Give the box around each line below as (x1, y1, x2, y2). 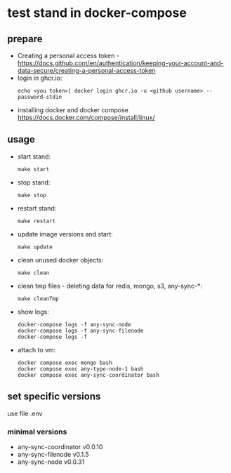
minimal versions (7, 427, 67, 437)
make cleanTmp (17, 295, 59, 302)
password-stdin (17, 93, 62, 100)
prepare (7, 33, 43, 45)
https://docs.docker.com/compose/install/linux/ (17, 114, 155, 121)
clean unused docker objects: (17, 255, 104, 264)
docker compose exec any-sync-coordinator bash (17, 371, 159, 378)
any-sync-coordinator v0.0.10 (17, 442, 103, 451)
